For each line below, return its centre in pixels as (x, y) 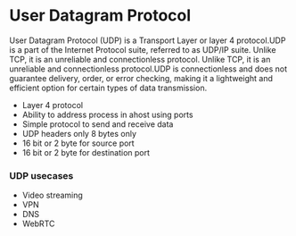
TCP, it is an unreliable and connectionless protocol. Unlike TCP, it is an (140, 59)
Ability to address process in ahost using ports (107, 114)
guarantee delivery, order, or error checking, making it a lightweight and (141, 78)
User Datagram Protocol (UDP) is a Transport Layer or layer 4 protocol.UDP (148, 40)
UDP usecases (41, 175)
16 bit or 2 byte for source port (78, 143)
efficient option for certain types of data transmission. (108, 88)
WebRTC (38, 223)
